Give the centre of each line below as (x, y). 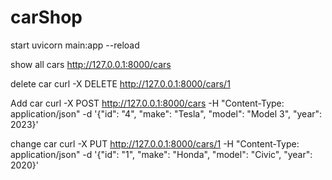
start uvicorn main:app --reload (75, 45)
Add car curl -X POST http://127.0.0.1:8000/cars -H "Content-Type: (147, 103)
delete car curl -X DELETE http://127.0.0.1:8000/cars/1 (120, 83)
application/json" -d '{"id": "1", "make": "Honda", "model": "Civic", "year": (161, 154)
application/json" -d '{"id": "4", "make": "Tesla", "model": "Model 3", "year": (166, 113)
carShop (46, 17)
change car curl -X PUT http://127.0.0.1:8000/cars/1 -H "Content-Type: (155, 143)
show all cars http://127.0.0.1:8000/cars (91, 64)
